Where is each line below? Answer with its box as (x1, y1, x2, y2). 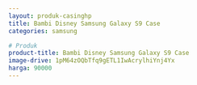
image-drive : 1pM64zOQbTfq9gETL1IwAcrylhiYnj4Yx (8, 57, 175, 65)
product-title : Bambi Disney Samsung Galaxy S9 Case (8, 49, 190, 57)
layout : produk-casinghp (8, 11, 92, 20)
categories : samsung (8, 27, 78, 35)
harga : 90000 (8, 64, 52, 73)
